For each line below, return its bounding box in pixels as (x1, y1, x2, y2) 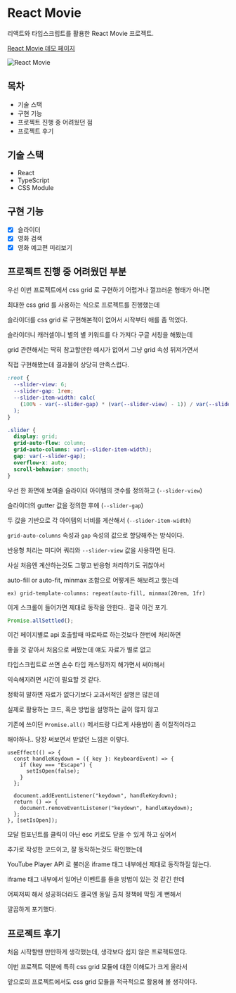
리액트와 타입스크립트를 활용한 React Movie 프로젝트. (7, 29, 155, 37)
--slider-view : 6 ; (13, 381, 68, 388)
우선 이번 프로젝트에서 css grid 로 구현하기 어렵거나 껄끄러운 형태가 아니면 (7, 286, 211, 294)
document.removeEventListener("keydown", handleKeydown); (20, 804, 193, 812)
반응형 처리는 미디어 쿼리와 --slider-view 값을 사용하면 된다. (7, 545, 176, 554)
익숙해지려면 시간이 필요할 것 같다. (7, 676, 101, 684)
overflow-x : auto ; (13, 459, 68, 466)
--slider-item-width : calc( (13, 394, 96, 401)
